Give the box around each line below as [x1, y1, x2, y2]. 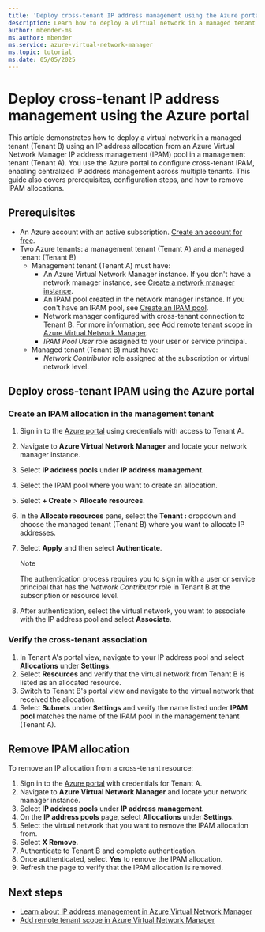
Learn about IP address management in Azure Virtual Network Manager [19, 907, 252, 916]
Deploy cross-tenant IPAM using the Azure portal [8, 385, 255, 398]
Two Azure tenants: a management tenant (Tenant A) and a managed [19, 244, 244, 253]
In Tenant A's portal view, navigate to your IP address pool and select [19, 652, 244, 661]
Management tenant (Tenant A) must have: [31, 260, 171, 270]
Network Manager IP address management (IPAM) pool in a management [8, 150, 246, 159]
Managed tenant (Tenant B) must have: [31, 345, 159, 354]
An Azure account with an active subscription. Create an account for [19, 227, 243, 237]
